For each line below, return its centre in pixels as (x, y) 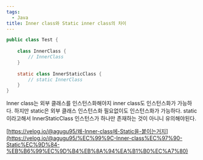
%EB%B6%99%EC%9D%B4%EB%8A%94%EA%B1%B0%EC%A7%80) (97, 151)
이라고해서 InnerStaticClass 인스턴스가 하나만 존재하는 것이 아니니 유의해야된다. (101, 119)
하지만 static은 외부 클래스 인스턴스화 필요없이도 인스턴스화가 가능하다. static (106, 111)
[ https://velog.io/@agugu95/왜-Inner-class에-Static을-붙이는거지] (87, 131)
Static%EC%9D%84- (33, 145)
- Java (20, 18)
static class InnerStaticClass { (60, 74)
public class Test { (33, 40)
